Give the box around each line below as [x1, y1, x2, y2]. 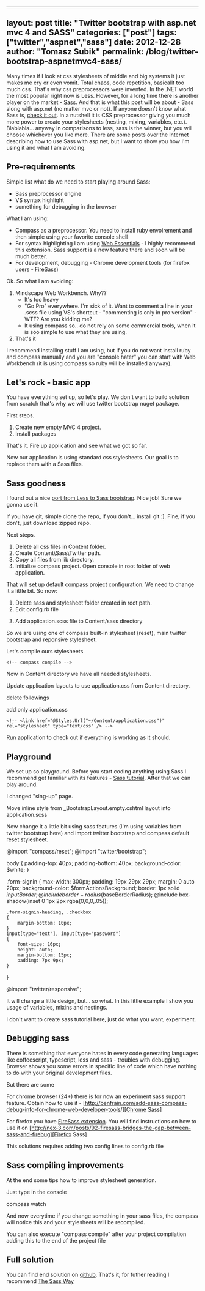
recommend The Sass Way [6, 1277, 74, 1285]
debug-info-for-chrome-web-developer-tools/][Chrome [6, 1106, 146, 1113]
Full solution [6, 1255, 54, 1265]
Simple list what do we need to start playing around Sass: [6, 178, 151, 185]
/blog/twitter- [145, 47, 199, 57]
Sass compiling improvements [6, 1160, 124, 1170]
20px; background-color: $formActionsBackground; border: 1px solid [6, 885, 180, 892]
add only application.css [6, 706, 68, 713]
